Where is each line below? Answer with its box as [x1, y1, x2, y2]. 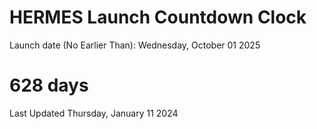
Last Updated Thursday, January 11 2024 [9, 107, 179, 119]
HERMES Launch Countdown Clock [9, 6, 307, 29]
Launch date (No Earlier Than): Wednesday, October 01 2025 [9, 39, 261, 51]
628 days [9, 74, 89, 97]
